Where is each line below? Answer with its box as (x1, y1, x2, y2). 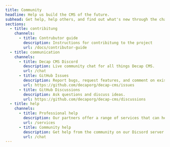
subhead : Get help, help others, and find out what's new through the (5, 17, 157, 22)
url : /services (23, 120, 56, 125)
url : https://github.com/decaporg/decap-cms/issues (23, 82, 135, 87)
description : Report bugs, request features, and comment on (23, 78, 155, 83)
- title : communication (10, 50, 60, 55)
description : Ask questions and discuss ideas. (23, 92, 125, 97)
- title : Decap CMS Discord (18, 59, 78, 64)
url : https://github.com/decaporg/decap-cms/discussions (23, 96, 146, 102)
